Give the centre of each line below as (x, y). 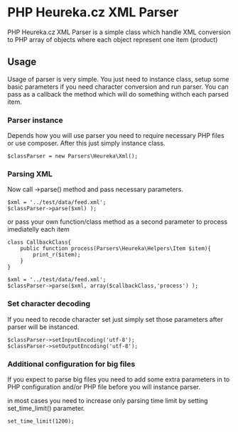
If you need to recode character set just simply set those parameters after (115, 319)
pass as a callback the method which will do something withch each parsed (118, 94)
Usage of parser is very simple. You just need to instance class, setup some (118, 79)
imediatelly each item (38, 229)
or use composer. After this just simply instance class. (86, 144)
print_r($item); (57, 255)
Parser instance (35, 120)
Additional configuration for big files (71, 364)
